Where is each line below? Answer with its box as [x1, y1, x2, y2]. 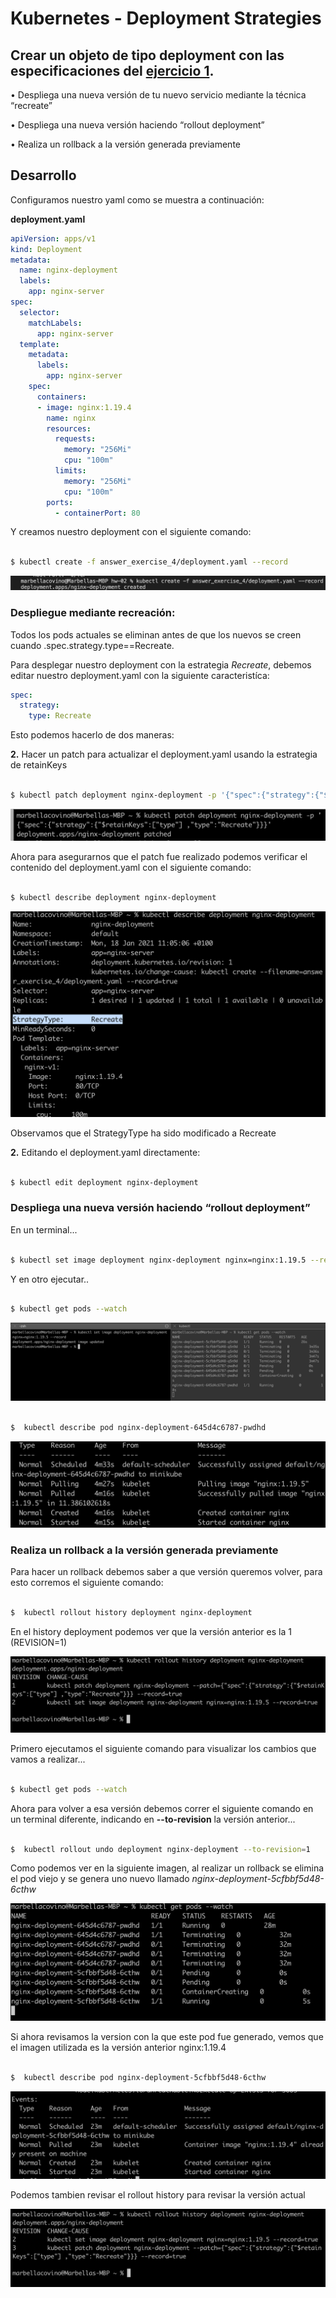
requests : [54, 434, 97, 444]
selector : [19, 307, 60, 317]
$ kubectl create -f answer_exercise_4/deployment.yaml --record [10, 557, 288, 567]
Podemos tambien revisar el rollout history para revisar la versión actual [10, 2189, 306, 2201]
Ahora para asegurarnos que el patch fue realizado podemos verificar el [10, 851, 308, 863]
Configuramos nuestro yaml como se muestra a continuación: [10, 193, 265, 206]
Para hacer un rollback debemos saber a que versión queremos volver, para [10, 1566, 323, 1578]
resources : [46, 423, 92, 434]
